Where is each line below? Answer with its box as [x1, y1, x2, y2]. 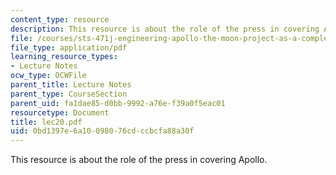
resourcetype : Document [10, 107, 110, 118]
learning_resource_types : [10, 52, 118, 62]
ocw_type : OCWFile [10, 71, 87, 81]
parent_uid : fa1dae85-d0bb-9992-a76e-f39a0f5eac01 [10, 98, 226, 108]
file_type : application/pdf [10, 42, 128, 53]
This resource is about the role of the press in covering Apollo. [10, 154, 268, 166]
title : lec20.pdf [10, 117, 83, 127]
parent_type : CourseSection [10, 89, 128, 99]
